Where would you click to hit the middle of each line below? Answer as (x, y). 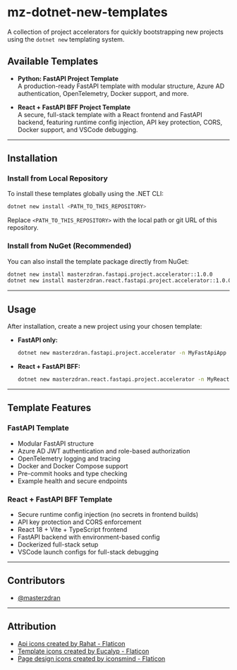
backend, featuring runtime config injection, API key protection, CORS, (120, 122)
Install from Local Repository (57, 178)
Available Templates (53, 62)
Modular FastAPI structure (55, 443)
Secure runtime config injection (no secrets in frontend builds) (108, 514)
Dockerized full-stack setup (58, 544)
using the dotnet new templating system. (66, 39)
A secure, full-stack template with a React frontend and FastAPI (110, 114)
